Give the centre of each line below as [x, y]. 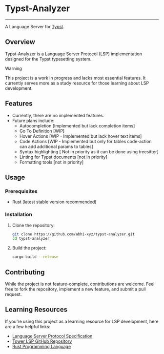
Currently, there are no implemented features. [58, 115]
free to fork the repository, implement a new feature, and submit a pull [75, 289]
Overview [20, 42]
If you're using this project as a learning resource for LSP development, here [82, 321]
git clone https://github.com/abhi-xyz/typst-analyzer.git [73, 234]
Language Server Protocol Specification [52, 336]
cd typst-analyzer [31, 239]
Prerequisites [21, 191]
